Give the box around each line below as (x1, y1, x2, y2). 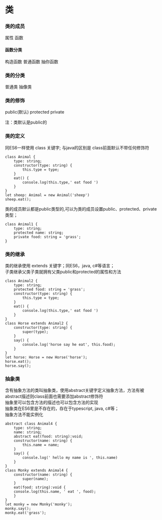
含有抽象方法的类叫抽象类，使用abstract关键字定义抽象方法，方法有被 (5, 388, 145, 393)
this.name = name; (22, 442, 59, 448)
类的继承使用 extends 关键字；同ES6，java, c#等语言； (5, 262, 115, 268)
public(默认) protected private (5, 109, 64, 115)
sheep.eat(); (5, 197, 31, 202)
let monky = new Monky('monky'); (5, 502, 73, 507)
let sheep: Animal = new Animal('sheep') (5, 193, 90, 197)
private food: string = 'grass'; (14, 234, 81, 239)
